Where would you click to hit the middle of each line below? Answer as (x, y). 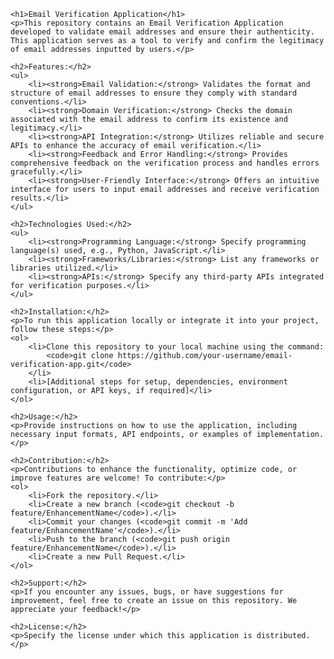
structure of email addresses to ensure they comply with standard (154, 93)
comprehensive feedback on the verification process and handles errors (165, 163)
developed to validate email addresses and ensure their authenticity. (162, 32)
